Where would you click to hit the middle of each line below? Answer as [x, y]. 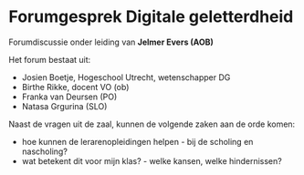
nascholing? [44, 151]
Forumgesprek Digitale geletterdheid [151, 17]
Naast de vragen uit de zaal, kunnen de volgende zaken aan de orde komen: [152, 124]
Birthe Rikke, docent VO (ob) [75, 87]
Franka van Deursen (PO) [69, 97]
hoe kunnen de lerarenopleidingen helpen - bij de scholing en [137, 141]
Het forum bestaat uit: [50, 59]
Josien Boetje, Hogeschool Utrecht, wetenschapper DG [126, 77]
